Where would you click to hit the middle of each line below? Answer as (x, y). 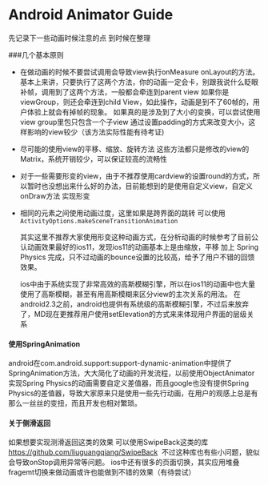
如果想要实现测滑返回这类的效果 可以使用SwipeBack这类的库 (108, 443)
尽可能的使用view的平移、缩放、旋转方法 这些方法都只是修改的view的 (134, 149)
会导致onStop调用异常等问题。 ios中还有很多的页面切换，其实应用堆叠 (124, 463)
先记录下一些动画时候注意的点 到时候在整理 (79, 38)
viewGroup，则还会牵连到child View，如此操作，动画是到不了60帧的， (136, 102)
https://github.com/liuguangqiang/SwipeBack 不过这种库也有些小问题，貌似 (134, 452)
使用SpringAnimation (44, 344)
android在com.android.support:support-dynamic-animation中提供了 (120, 363)
